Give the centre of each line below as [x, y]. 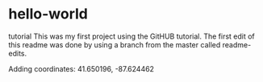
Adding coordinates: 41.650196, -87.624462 [81, 68]
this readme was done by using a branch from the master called [115, 44]
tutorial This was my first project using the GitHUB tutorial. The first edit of [132, 36]
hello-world [48, 14]
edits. [17, 53]
